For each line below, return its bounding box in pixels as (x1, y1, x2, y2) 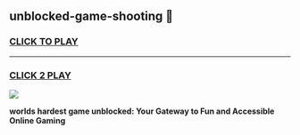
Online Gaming (9, 115, 66, 125)
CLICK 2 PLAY (9, 68, 71, 81)
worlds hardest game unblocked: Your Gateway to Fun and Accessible (9, 106, 275, 116)
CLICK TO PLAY (9, 36, 79, 48)
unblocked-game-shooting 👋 (9, 9, 174, 24)
